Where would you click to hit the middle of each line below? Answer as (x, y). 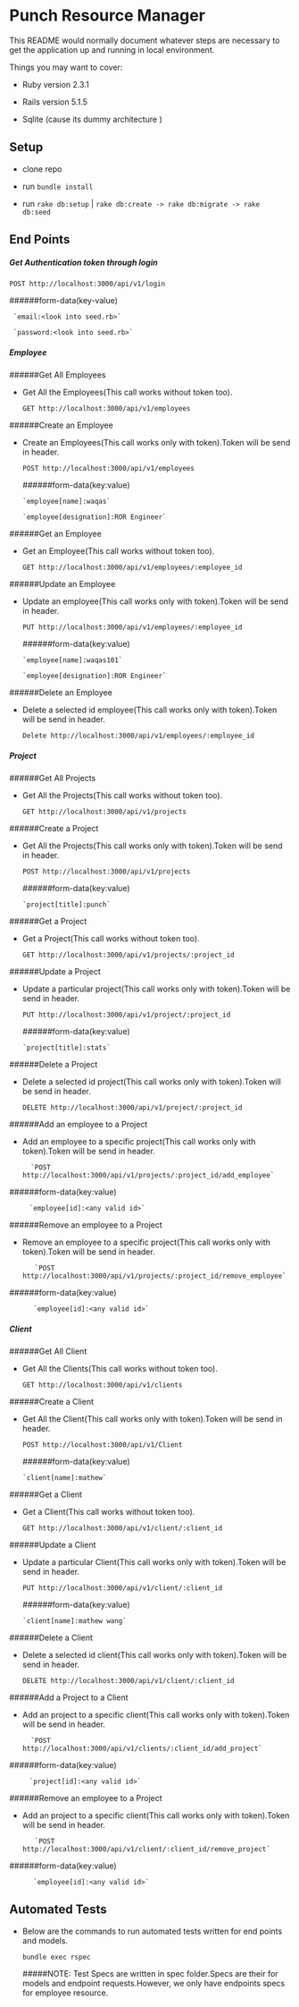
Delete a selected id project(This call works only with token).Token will (151, 1082)
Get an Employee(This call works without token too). (118, 551)
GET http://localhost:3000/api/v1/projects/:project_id (128, 955)
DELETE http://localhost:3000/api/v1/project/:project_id (132, 1108)
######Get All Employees (58, 375)
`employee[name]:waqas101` (72, 660)
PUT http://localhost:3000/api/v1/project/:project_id (126, 1015)
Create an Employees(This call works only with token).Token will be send (156, 443)
